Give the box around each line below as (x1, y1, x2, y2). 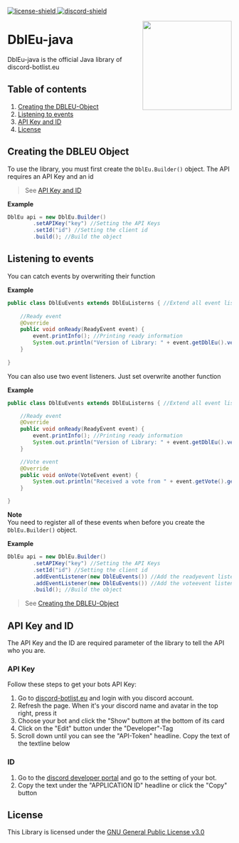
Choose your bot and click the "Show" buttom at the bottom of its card (17, 716, 225, 726)
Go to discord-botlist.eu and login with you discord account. (17, 694, 194, 703)
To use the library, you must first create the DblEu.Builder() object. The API (7, 164, 230, 173)
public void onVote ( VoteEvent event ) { (20, 471, 139, 478)
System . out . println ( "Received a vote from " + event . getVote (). (33, 478, 228, 486)
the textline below (17, 739, 70, 748)
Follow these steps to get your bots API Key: (7, 680, 137, 688)
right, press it (17, 709, 57, 718)
